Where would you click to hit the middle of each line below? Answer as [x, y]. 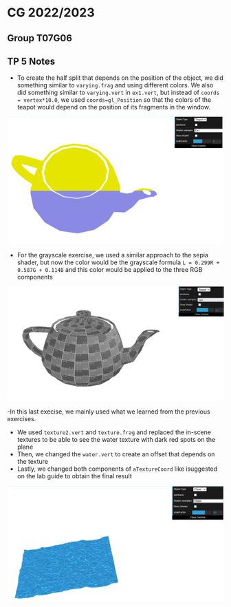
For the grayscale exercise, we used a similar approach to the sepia [112, 255]
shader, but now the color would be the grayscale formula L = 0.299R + [118, 262]
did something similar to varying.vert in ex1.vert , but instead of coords [118, 93]
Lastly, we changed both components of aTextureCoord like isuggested [117, 469]
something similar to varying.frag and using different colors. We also [115, 85]
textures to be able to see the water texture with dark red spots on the [116, 439]
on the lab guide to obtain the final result [74, 476]
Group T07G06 [40, 38]
